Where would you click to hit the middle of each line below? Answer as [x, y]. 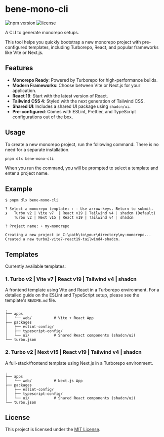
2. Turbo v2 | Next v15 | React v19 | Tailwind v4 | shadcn [73, 352]
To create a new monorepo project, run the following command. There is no [82, 144]
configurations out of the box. [42, 117]
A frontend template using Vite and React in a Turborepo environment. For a [82, 290]
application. [24, 91]
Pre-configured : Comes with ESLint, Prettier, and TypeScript [74, 111]
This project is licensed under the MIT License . [53, 430]
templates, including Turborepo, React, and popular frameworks [94, 47]
